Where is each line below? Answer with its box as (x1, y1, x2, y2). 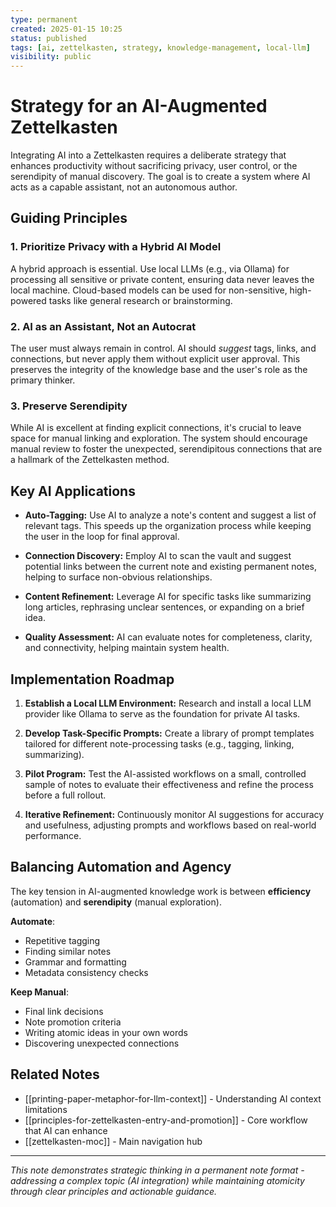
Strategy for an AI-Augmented (10, 95, 268, 118)
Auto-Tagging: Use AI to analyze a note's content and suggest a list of (24, 509, 317, 521)
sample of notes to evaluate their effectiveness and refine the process (24, 778, 314, 790)
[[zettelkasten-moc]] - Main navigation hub (24, 1135, 203, 1147)
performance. (24, 829, 82, 841)
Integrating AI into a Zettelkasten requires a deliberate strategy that (10, 149, 287, 161)
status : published (10, 33, 87, 43)
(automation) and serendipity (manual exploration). (10, 896, 222, 908)
